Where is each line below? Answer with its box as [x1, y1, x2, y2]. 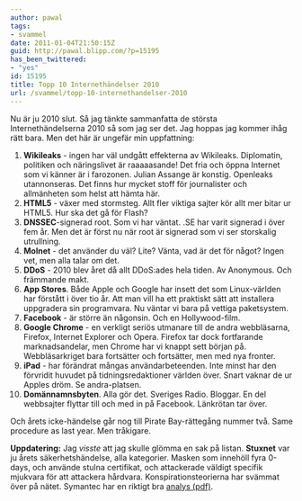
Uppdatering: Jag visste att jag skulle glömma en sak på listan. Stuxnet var [10, 443, 290, 453]
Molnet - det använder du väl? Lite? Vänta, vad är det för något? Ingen [22, 245, 285, 256]
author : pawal [10, 13, 64, 22]
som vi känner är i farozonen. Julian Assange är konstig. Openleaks [22, 168, 273, 180]
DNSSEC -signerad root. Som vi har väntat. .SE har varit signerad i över [22, 217, 286, 228]
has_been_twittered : [10, 55, 88, 64]
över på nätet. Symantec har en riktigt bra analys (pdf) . [10, 480, 214, 491]
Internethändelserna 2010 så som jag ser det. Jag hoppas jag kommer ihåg [10, 122, 288, 133]
